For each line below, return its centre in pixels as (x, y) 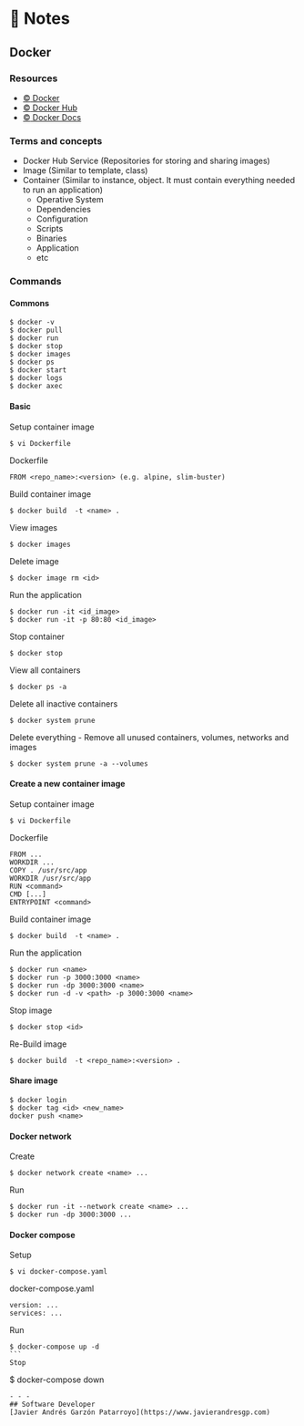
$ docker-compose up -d (55, 1347)
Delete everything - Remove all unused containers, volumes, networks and (149, 737)
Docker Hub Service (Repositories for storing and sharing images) (146, 161)
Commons (30, 303)
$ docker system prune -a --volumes (79, 764)
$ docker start (38, 370)
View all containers (45, 670)
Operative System (70, 200)
